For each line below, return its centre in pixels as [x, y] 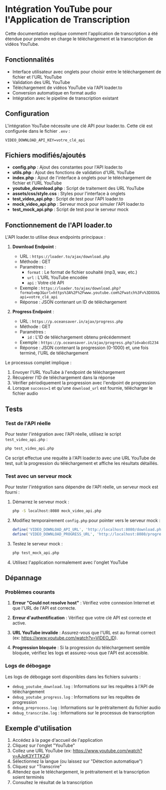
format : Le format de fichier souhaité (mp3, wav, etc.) [82, 272]
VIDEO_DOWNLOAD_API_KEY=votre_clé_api [45, 140]
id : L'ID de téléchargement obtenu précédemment [79, 337]
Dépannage [24, 578]
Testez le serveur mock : [37, 543]
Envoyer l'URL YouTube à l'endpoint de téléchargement [69, 372]
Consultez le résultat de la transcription [53, 783]
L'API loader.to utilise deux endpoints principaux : [55, 237]
